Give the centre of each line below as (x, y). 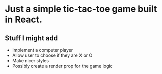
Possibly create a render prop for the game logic (62, 66)
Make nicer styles (30, 61)
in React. (23, 20)
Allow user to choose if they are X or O (52, 55)
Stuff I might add (31, 38)
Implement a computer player (43, 50)
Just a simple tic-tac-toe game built (81, 9)
